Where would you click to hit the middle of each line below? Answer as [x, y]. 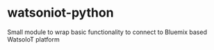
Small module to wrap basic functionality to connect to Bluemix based [107, 32]
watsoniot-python [60, 13]
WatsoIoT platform [34, 39]
